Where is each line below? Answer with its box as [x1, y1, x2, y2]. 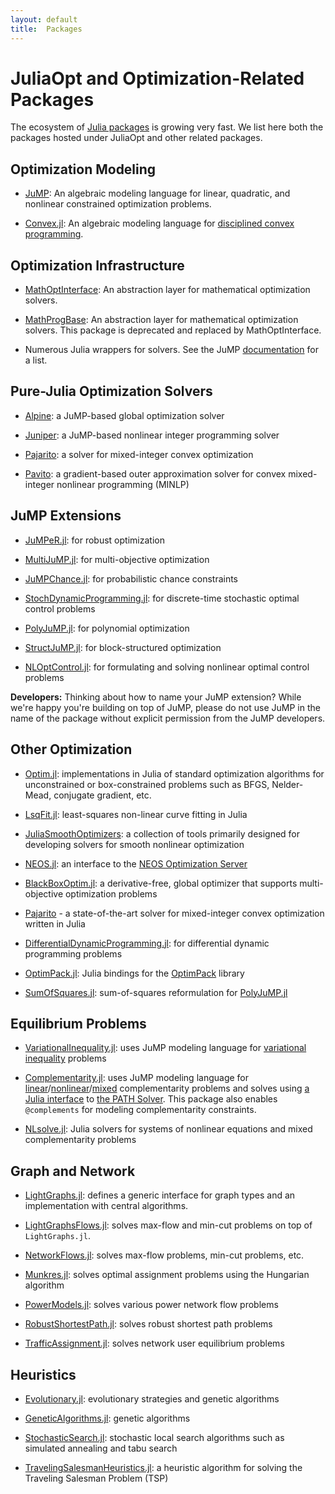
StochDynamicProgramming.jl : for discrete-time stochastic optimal [24, 592, 300, 604]
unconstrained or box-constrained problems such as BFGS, [24, 778, 270, 790]
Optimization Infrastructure [10, 257, 185, 274]
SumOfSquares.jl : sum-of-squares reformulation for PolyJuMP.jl [24, 986, 288, 998]
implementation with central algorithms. [24, 1200, 189, 1212]
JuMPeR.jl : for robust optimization [24, 534, 165, 546]
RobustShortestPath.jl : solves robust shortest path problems [24, 1318, 273, 1330]
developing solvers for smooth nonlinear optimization [24, 838, 245, 850]
